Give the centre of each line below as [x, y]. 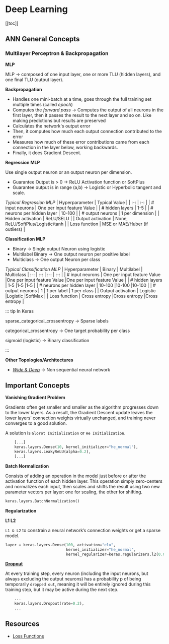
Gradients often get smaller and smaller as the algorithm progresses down [82, 407]
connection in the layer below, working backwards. [65, 147]
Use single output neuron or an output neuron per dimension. [69, 172]
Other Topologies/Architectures [39, 360]
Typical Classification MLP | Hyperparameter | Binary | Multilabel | [74, 269]
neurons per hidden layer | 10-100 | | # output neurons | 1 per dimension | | [82, 213]
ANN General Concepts [43, 39]
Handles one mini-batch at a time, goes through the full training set [82, 99]
